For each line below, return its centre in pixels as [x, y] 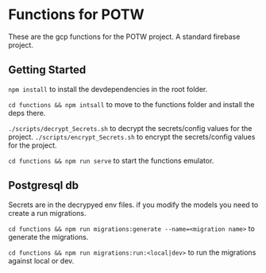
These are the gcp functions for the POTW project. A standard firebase [124, 37]
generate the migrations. [48, 236]
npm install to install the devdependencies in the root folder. [108, 89]
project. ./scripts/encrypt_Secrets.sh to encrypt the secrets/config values [132, 136]
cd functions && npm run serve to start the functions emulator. [111, 160]
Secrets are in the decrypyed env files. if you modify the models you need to [133, 205]
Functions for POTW [76, 15]
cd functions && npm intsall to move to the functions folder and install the [131, 104]
